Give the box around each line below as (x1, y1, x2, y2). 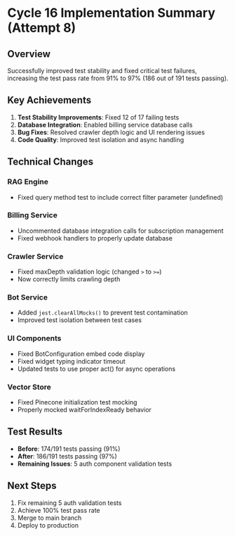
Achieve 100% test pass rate (17, 506, 100, 514)
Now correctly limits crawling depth (17, 275, 121, 283)
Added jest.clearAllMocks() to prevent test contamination (17, 308, 188, 317)
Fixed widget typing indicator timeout (17, 357, 126, 365)
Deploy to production (17, 521, 79, 529)
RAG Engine (7, 177, 49, 187)
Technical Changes (7, 156, 93, 168)
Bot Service (7, 293, 48, 302)
